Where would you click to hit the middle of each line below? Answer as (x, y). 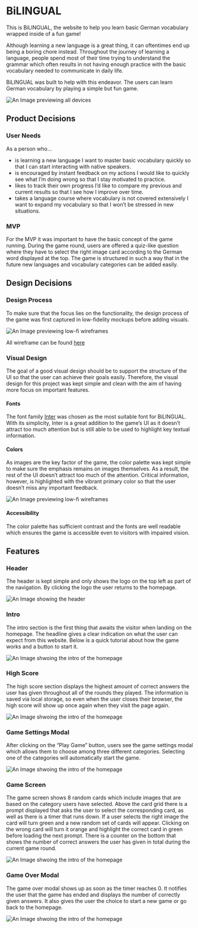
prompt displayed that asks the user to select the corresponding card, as (95, 810)
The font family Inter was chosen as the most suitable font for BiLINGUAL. (96, 417)
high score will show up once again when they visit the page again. (88, 705)
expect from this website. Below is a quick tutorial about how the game (93, 640)
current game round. (31, 848)
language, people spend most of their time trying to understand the (88, 58)
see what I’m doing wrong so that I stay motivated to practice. (90, 179)
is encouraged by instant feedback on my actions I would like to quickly (102, 173)
